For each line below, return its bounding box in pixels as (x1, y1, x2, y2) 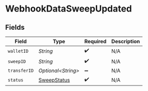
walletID (8, 48, 29, 54)
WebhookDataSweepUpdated (5, 3, 132, 15)
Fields (5, 23, 25, 32)
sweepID (8, 58, 26, 64)
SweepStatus (38, 76, 70, 83)
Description (111, 38, 140, 45)
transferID (8, 68, 34, 73)
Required (84, 38, 107, 45)
